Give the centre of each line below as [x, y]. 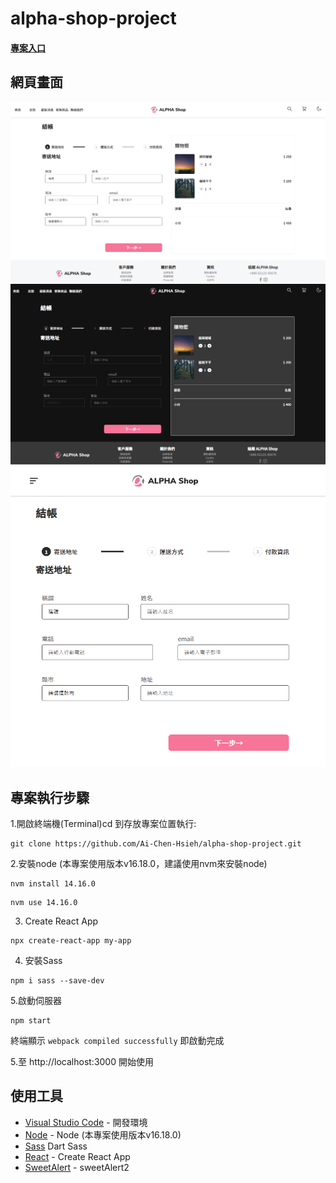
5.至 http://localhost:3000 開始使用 [82, 1061]
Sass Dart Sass [56, 1146]
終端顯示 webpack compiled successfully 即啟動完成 [117, 1040]
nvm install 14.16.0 [53, 883]
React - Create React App [77, 1156]
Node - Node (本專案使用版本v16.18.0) [103, 1134]
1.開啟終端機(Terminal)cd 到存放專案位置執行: [103, 823]
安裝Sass [43, 960]
